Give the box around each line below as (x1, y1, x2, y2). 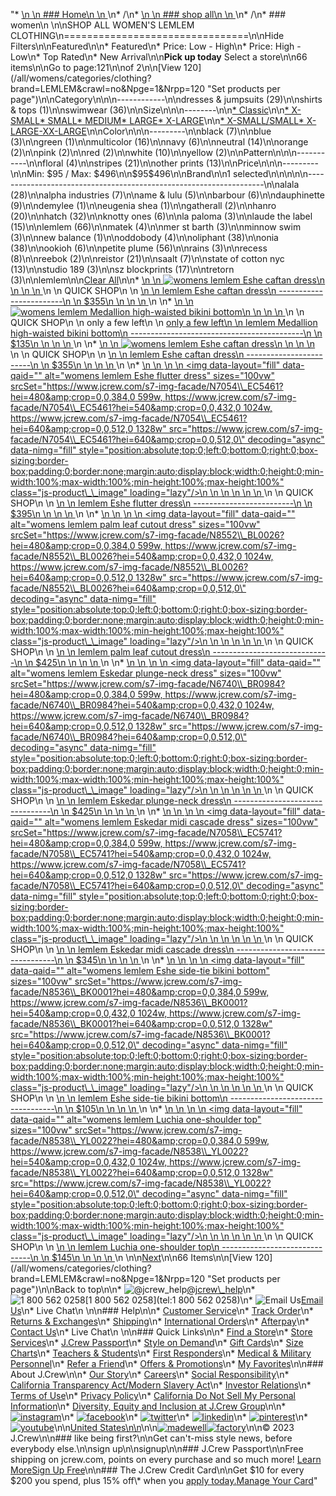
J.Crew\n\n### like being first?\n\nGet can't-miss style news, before (10, 1432, 293, 1444)
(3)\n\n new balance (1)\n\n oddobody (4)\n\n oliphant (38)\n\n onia (10, 232, 279, 243)
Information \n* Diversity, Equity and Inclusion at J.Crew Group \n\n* (10, 1400, 287, 1412)
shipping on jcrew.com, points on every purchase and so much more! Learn (10, 1454, 322, 1465)
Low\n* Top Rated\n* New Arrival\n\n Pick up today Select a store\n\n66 (10, 51, 308, 63)
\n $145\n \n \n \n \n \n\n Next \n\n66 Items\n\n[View (40, 1252, 253, 1263)
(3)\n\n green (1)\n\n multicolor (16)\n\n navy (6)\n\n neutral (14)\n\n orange (10, 136, 309, 148)
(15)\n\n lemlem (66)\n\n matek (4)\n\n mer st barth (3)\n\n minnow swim (10, 221, 302, 233)
